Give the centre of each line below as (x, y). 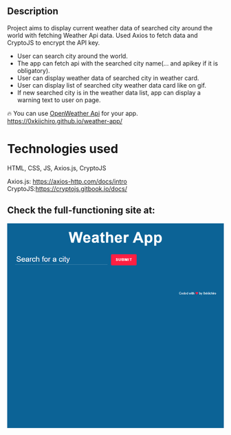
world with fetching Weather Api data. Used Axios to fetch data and (102, 35)
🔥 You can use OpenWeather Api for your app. (73, 113)
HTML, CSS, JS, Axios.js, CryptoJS (57, 168)
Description (33, 11)
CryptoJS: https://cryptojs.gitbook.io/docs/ (67, 188)
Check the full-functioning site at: (81, 211)
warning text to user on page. (59, 100)
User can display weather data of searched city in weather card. (108, 78)
